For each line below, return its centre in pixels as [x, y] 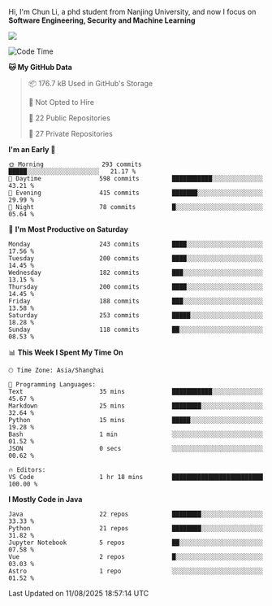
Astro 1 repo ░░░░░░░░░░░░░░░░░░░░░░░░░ [136, 571]
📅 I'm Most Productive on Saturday [68, 229]
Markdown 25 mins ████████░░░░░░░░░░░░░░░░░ [136, 406]
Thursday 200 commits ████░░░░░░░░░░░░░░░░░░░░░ [136, 287]
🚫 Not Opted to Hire [61, 102]
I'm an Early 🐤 [32, 149]
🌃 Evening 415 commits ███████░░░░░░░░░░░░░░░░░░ [136, 193]
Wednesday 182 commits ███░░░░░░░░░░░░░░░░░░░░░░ [136, 272]
